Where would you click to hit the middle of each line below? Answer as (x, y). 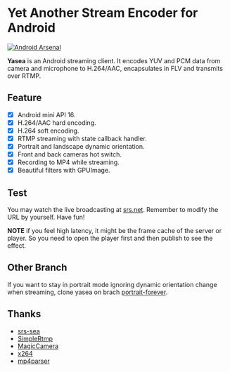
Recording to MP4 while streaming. (68, 162)
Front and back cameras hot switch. (69, 154)
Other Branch (37, 268)
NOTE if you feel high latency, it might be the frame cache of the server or (115, 231)
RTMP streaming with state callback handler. (82, 138)
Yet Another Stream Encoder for (103, 13)
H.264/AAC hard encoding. (57, 122)
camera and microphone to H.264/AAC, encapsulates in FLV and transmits (115, 68)
